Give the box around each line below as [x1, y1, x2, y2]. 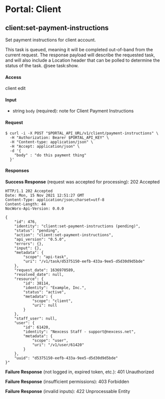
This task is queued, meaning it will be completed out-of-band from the [5, 47, 153, 52]
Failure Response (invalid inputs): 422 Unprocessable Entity [5, 388, 130, 394]
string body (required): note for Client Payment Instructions [12, 108, 134, 114]
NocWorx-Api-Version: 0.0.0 [5, 206, 64, 211]
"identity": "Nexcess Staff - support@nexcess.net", [23, 329, 136, 334]
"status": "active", [23, 289, 66, 294]
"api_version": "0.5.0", [14, 237, 66, 242]
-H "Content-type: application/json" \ [10, 139, 94, 144]
